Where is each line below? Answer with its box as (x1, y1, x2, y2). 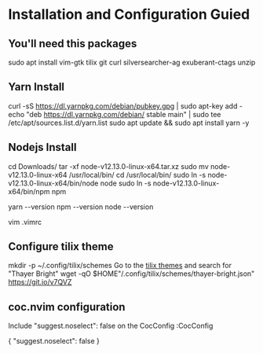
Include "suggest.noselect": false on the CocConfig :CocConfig (8, 321, 214, 331)
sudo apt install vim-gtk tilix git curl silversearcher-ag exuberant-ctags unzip (8, 57, 256, 67)
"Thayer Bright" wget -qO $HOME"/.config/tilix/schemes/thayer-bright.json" (8, 269, 255, 278)
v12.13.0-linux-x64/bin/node (8, 178, 99, 188)
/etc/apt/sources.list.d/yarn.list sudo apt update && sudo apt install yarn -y (8, 118, 250, 127)
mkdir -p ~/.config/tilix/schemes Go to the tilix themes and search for (8, 261, 232, 270)
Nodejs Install (8, 141, 77, 154)
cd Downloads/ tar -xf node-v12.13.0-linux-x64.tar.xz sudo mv (8, 161, 210, 171)
